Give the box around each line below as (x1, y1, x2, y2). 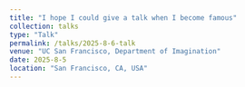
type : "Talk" (9, 30, 59, 39)
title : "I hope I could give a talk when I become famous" (9, 13, 238, 23)
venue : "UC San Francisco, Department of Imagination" (9, 47, 221, 56)
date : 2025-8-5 (9, 55, 67, 64)
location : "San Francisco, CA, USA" (9, 64, 148, 73)
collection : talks (9, 22, 79, 31)
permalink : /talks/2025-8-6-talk (9, 38, 136, 48)
